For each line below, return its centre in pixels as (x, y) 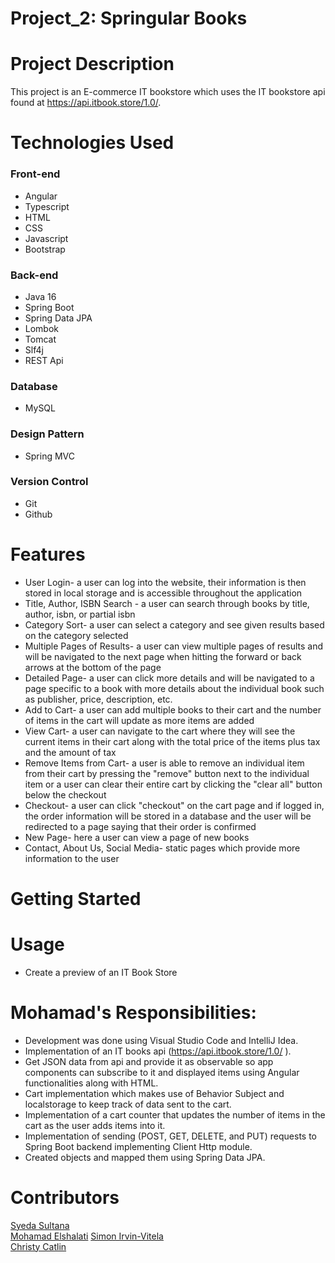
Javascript (46, 238)
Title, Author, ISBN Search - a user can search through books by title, (167, 603)
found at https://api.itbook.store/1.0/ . (86, 103)
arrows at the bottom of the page (93, 667)
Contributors (65, 1197)
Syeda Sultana (40, 1225)
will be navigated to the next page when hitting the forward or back (163, 656)
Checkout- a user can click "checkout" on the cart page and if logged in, (174, 805)
